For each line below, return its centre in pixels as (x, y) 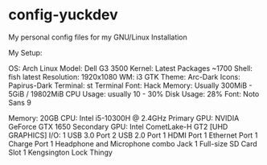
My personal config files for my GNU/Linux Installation (98, 37)
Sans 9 (20, 102)
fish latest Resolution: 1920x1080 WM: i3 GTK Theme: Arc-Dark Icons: (125, 76)
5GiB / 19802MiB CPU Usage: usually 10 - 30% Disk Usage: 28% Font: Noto (134, 93)
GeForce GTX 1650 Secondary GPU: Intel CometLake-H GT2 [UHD (118, 126)
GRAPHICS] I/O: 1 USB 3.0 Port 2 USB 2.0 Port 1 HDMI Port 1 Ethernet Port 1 (133, 135)
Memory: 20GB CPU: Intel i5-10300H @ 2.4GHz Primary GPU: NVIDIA (124, 118)
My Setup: (25, 52)
